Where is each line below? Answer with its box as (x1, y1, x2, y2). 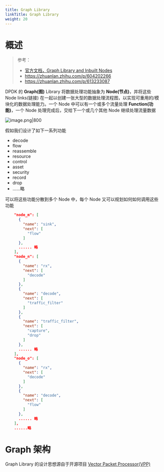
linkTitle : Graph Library (5, 12, 59, 17)
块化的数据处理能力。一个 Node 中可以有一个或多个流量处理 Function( (5, 101, 149, 107)
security (12, 169, 30, 175)
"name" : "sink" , (23, 222, 57, 227)
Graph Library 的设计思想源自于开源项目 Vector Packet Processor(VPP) (5, 461, 151, 467)
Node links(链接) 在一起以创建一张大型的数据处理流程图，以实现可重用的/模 (5, 95, 159, 101)
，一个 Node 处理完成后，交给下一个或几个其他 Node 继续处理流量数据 (11, 108, 156, 114)
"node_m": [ (14, 213, 39, 218)
